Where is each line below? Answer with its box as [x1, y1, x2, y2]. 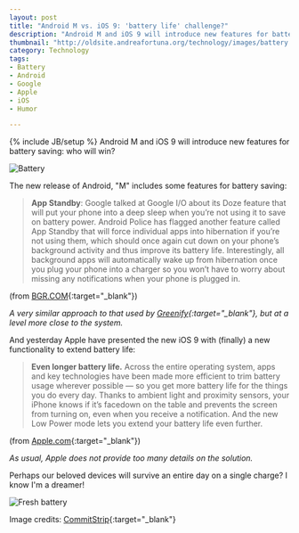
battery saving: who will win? [9, 146, 116, 157]
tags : [9, 54, 29, 63]
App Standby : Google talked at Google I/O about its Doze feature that [30, 198, 287, 209]
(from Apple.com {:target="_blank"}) [9, 436, 141, 447]
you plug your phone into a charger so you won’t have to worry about [30, 264, 286, 275]
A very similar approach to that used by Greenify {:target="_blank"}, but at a [9, 308, 289, 319]
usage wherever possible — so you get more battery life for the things [30, 381, 288, 391]
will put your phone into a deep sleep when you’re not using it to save [30, 207, 287, 218]
